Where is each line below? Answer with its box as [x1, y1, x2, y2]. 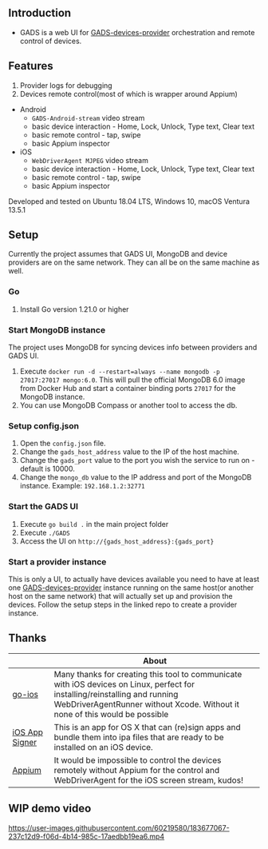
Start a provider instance [8, 556, 107, 567]
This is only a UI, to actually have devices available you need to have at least [8, 574, 260, 584]
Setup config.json [8, 420, 80, 431]
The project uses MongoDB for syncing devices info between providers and [8, 343, 258, 353]
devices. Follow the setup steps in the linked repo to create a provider [8, 600, 238, 609]
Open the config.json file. [19, 439, 106, 448]
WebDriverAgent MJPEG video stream [31, 155, 149, 165]
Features [8, 59, 53, 73]
